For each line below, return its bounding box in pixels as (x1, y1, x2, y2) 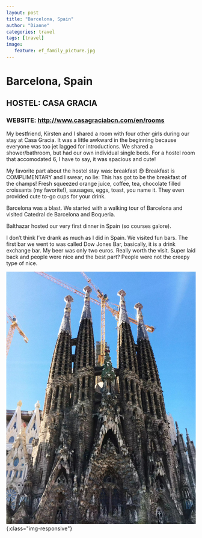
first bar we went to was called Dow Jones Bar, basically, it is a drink (6, 240, 176, 248)
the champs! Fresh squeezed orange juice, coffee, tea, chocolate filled (6, 180, 181, 187)
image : (6, 41, 23, 47)
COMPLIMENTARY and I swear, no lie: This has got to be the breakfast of (6, 173, 187, 180)
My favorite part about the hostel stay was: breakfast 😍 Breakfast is (6, 167, 176, 174)
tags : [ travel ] (6, 35, 44, 41)
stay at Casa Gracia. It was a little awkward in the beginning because (6, 136, 177, 144)
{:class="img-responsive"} (6, 525, 73, 532)
